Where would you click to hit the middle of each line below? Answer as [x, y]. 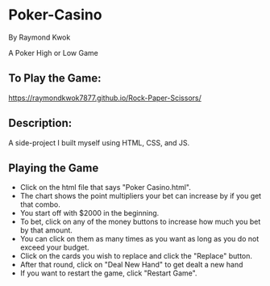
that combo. [40, 204]
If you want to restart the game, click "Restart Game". [108, 273]
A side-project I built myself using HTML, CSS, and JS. [99, 142]
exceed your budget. [55, 247]
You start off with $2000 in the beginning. [89, 213]
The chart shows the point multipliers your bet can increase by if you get [141, 196]
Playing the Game [54, 168]
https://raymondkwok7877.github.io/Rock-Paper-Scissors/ [105, 98]
